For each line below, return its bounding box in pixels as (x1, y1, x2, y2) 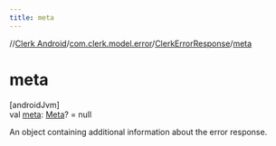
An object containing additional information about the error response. (9, 126, 268, 137)
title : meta (9, 13, 54, 23)
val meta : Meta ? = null (9, 109, 92, 120)
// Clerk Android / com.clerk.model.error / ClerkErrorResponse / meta (9, 38, 252, 49)
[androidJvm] (9, 99, 61, 110)
